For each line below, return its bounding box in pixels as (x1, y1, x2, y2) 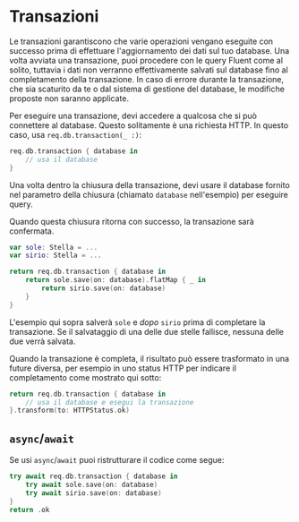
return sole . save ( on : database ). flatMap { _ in (25, 276, 206, 285)
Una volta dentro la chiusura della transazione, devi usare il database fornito (9, 179, 291, 190)
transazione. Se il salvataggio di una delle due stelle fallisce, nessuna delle (9, 326, 285, 337)
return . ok (9, 505, 50, 514)
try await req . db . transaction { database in (9, 472, 178, 481)
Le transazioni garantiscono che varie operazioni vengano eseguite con (9, 36, 274, 47)
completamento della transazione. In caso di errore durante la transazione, (9, 73, 285, 84)
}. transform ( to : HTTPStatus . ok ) (9, 406, 130, 415)
